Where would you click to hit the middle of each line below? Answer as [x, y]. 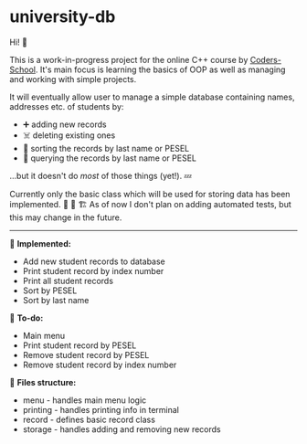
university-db [63, 17]
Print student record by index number [93, 270]
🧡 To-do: [26, 318]
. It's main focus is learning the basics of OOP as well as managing [160, 69]
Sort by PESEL [50, 291]
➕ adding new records [64, 124]
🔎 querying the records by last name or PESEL [109, 158]
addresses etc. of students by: [67, 106]
